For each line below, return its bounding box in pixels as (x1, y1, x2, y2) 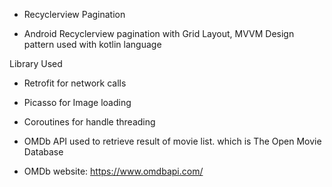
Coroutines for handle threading (23, 116, 156, 128)
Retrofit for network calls (23, 77, 127, 89)
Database (23, 146, 64, 158)
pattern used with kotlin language (23, 39, 162, 50)
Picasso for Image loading (23, 97, 132, 108)
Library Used (9, 58, 63, 69)
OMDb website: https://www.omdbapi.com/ (23, 165, 204, 177)
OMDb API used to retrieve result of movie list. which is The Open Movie (23, 135, 322, 147)
